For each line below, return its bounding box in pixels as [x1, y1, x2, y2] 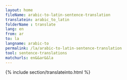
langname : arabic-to [5, 41, 49, 46]
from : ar [5, 31, 24, 36]
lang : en [5, 27, 24, 32]
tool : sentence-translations [5, 50, 67, 55]
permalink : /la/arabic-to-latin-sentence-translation [5, 46, 122, 51]
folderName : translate [5, 22, 56, 27]
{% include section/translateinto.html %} [5, 69, 91, 75]
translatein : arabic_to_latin [5, 17, 70, 22]
